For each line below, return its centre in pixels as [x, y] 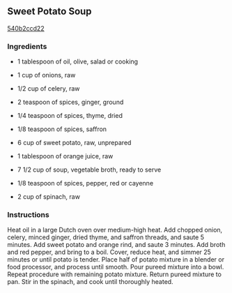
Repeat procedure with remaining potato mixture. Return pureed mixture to [114, 274]
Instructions [29, 215]
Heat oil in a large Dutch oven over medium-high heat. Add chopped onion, [115, 230]
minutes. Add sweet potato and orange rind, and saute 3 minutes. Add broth [116, 245]
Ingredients [27, 46]
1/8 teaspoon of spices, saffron [62, 129]
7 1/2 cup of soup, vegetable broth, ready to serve [89, 170]
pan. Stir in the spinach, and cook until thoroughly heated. [90, 282]
